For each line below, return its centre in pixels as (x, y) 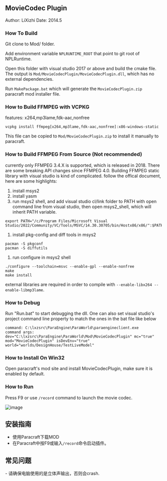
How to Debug (23, 302)
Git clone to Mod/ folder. (30, 44)
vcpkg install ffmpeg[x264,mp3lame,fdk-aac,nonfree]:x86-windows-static (82, 127)
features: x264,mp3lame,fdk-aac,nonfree (47, 118)
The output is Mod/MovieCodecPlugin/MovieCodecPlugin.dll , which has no (80, 74)
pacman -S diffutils (27, 248)
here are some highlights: (31, 181)
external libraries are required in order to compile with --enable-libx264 (79, 284)
